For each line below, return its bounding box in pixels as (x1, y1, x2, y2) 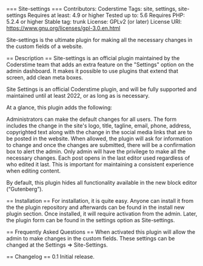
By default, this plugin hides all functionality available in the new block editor (6, 179, 198, 186)
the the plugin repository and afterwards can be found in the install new (6, 203, 185, 211)
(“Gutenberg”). (6, 185, 44, 193)
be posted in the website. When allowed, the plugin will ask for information (6, 135, 193, 142)
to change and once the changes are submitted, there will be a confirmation (6, 142, 196, 148)
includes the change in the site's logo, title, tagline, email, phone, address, (6, 122, 191, 129)
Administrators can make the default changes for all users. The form (6, 115, 177, 123)
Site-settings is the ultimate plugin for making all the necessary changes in (6, 36, 193, 43)
